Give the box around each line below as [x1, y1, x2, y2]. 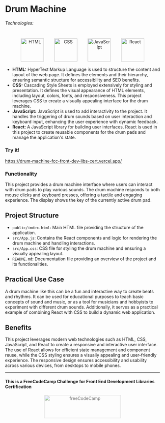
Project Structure [5, 211, 59, 220]
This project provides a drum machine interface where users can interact [5, 181, 153, 187]
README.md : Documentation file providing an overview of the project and [12, 256, 156, 262]
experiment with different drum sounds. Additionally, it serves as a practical [5, 304, 158, 310]
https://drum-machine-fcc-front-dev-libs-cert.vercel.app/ [5, 158, 122, 164]
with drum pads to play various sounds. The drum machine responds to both [5, 186, 160, 192]
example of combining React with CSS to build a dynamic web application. [5, 309, 156, 315]
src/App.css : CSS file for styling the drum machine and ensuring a [12, 245, 146, 251]
